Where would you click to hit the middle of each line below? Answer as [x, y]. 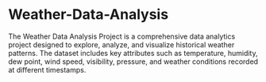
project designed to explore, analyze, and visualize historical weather [121, 44]
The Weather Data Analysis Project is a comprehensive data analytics [122, 36]
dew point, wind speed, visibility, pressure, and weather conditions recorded [133, 61]
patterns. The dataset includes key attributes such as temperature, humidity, [133, 53]
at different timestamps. [47, 69]
